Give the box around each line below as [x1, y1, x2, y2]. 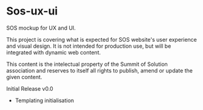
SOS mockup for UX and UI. [6, 24, 76, 31]
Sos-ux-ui [6, 4, 58, 18]
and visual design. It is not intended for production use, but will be [6, 42, 171, 50]
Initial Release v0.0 [6, 85, 53, 92]
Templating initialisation [15, 97, 75, 104]
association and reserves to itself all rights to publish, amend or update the [6, 66, 193, 74]
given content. [6, 73, 42, 80]
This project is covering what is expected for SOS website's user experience [6, 36, 197, 43]
